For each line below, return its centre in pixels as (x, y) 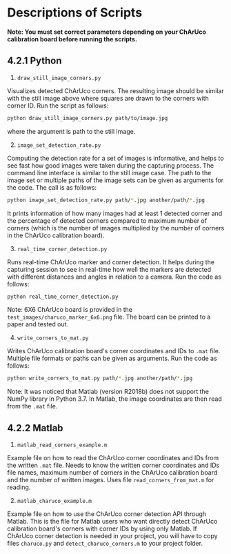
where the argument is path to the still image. (71, 131)
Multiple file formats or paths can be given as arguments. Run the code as (112, 358)
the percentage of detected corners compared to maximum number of (107, 220)
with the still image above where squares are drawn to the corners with (108, 98)
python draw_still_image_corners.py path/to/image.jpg (88, 118)
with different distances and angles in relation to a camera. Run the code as (114, 277)
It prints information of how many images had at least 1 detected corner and (115, 213)
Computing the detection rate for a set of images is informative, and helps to (115, 158)
